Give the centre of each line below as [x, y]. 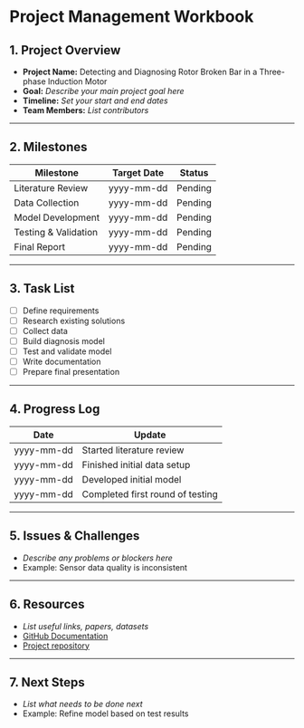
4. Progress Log [55, 409]
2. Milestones [48, 147]
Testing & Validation [56, 232]
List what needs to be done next [82, 704]
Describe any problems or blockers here [98, 558]
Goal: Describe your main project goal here [103, 91]
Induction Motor [77, 81]
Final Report [40, 246]
